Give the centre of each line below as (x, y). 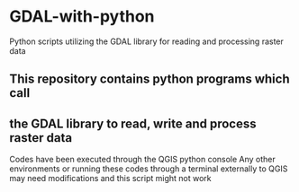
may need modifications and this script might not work (110, 179)
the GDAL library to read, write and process (133, 123)
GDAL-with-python (82, 17)
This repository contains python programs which (149, 79)
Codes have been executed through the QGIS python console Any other (143, 160)
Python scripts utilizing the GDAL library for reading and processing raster (146, 41)
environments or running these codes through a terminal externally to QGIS (149, 169)
